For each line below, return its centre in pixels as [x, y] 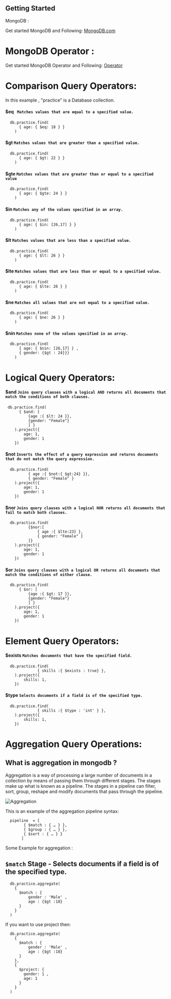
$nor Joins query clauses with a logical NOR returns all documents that [85, 508]
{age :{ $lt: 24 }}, [50, 416]
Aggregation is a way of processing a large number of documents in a [79, 775]
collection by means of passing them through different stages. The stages [83, 781]
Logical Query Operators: [60, 378]
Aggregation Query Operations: [74, 744]
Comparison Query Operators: [71, 86]
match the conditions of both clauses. [48, 397]
